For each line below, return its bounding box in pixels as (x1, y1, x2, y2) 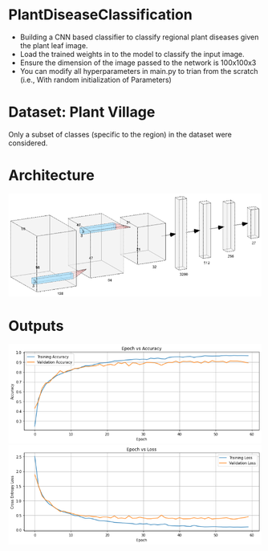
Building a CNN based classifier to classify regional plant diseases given (19, 32, 259, 42)
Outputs (8, 316, 64, 335)
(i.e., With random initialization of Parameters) (19, 75, 173, 84)
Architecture (8, 166, 95, 185)
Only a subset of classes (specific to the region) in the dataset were (8, 129, 233, 139)
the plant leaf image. (19, 40, 88, 50)
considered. (8, 138, 48, 148)
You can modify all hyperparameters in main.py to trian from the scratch (19, 66, 258, 76)
